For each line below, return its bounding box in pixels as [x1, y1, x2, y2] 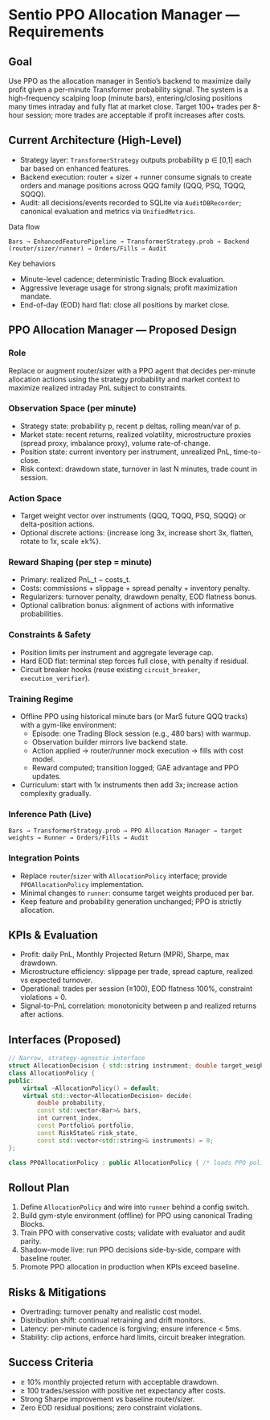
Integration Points [8, 852, 80, 864]
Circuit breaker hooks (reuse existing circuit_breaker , [19, 664, 201, 674]
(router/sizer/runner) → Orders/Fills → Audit [8, 244, 167, 253]
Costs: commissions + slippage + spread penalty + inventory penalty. [19, 584, 251, 593]
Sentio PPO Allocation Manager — [8, 6, 240, 24]
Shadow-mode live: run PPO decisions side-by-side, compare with [19, 1245, 241, 1255]
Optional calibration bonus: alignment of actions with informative [19, 601, 235, 610]
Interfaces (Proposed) [8, 1033, 122, 1046]
